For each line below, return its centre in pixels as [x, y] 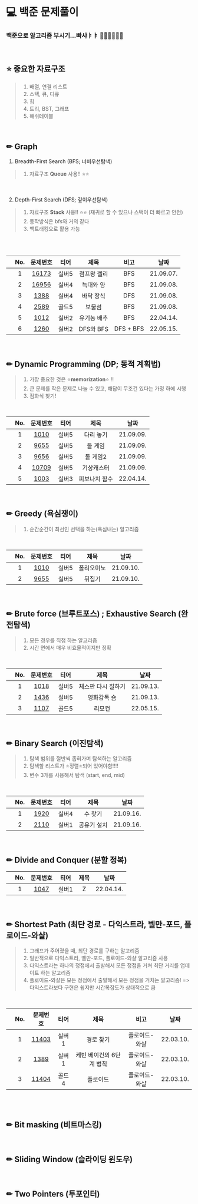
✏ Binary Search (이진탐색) [55, 743]
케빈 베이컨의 [93, 1055]
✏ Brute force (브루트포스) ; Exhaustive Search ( [94, 614]
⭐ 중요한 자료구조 [36, 69]
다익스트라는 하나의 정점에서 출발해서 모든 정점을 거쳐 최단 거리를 [104, 965]
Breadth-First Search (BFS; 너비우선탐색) [63, 161]
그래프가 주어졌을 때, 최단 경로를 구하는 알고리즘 [84, 950]
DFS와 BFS [94, 329]
